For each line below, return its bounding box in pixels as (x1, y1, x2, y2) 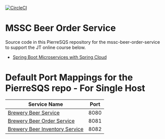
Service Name (28, 101, 63, 108)
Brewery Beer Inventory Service (8, 125, 84, 132)
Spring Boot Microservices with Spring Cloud (12, 54, 107, 60)
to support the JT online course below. (5, 44, 86, 50)
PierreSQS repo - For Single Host (5, 83, 145, 94)
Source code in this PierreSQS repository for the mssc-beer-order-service (5, 39, 160, 45)
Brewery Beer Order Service (8, 117, 75, 124)
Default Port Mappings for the (5, 72, 133, 83)
